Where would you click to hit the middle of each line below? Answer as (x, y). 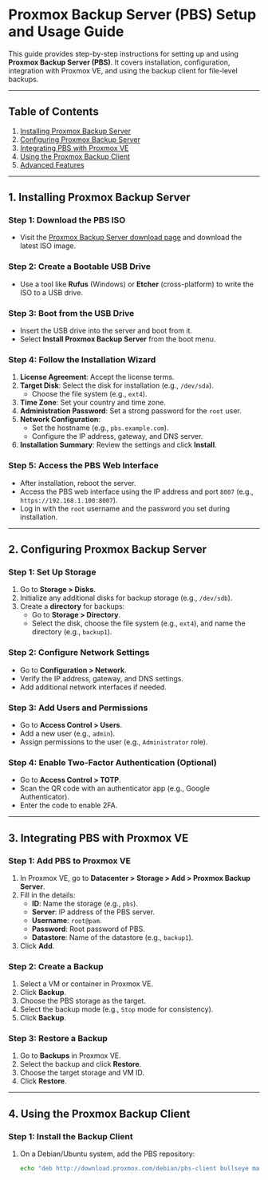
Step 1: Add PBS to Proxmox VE (70, 861)
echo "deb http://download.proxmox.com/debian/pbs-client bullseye (134, 1169)
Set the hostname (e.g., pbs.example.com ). (100, 428)
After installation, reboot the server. (78, 483)
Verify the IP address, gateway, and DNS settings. (101, 678)
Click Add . (37, 945)
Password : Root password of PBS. (88, 929)
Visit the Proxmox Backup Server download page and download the (131, 238)
